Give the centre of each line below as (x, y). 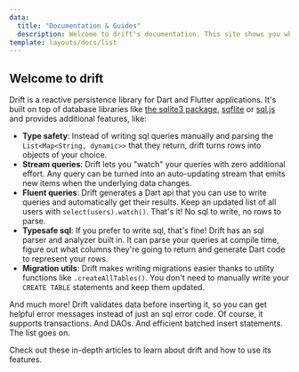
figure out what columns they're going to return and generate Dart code (154, 249)
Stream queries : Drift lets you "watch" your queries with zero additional (154, 165)
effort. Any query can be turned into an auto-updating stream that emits (154, 174)
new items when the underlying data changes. (107, 183)
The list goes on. (40, 333)
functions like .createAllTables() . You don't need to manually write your (155, 278)
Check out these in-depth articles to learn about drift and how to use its (140, 350)
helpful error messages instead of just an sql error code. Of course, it (136, 314)
